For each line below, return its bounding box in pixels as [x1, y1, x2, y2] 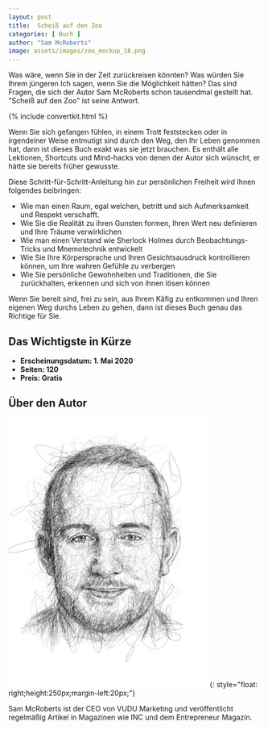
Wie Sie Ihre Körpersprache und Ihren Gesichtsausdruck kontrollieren [19, 252, 251, 262]
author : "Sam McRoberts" [8, 39, 92, 47]
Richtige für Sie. [8, 311, 62, 321]
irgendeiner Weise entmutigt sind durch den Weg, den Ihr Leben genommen [8, 136, 260, 145]
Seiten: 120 [19, 364, 59, 374]
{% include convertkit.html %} [8, 111, 109, 121]
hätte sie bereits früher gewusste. [8, 161, 121, 171]
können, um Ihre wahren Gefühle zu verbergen [19, 261, 175, 271]
